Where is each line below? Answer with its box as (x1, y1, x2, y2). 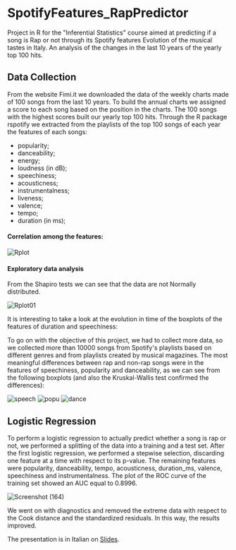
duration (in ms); (17, 216, 66, 225)
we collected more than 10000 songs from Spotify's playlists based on (7, 344, 212, 352)
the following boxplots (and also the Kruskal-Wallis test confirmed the (7, 373, 209, 382)
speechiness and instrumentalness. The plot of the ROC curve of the (7, 471, 206, 479)
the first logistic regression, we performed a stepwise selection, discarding (7, 448, 225, 457)
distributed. (7, 287, 41, 296)
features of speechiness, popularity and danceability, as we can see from (7, 366, 221, 375)
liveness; (17, 193, 44, 202)
